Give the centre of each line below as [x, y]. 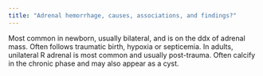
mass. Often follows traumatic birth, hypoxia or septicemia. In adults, [121, 46]
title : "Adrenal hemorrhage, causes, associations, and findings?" [123, 15]
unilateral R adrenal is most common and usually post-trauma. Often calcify [132, 55]
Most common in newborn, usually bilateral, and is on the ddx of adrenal [127, 38]
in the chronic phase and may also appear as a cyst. [94, 63]
